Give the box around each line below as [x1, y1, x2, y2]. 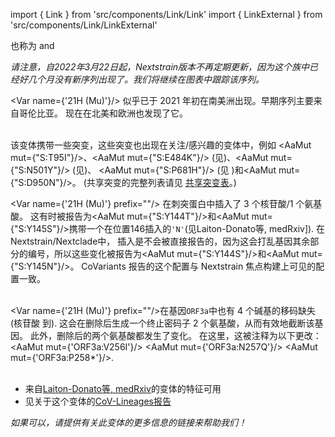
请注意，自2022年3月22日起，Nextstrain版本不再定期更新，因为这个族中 [10, 61, 310, 73]
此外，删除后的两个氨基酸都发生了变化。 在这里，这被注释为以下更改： [29, 330, 322, 341]
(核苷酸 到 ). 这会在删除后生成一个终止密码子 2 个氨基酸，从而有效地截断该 [10, 317, 315, 329]
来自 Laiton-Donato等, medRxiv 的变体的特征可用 [24, 383, 222, 394]
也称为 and [10, 40, 55, 51]
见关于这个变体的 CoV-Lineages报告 [24, 395, 172, 407]
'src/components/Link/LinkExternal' [10, 19, 158, 31]
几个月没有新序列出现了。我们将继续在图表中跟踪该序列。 [27, 74, 265, 85]
